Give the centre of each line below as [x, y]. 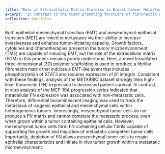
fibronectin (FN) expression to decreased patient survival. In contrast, [86, 85]
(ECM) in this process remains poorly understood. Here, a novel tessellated [81, 59]
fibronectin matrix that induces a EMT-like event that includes [67, 69]
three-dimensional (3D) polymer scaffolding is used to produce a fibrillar [78, 64]
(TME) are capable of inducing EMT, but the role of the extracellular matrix [80, 53]
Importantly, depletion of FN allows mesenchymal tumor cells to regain [77, 137]
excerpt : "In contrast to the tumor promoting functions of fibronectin [81, 14]
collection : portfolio [28, 19]
